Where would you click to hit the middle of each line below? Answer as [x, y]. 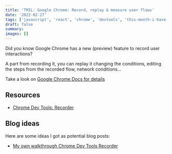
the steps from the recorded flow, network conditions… [63, 69]
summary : [15, 29]
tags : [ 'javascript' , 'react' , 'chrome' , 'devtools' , [64, 19]
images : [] [17, 34]
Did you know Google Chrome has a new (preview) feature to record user [83, 48]
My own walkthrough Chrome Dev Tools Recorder [65, 146]
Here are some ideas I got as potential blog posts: [58, 136]
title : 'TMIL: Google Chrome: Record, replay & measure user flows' [80, 10]
